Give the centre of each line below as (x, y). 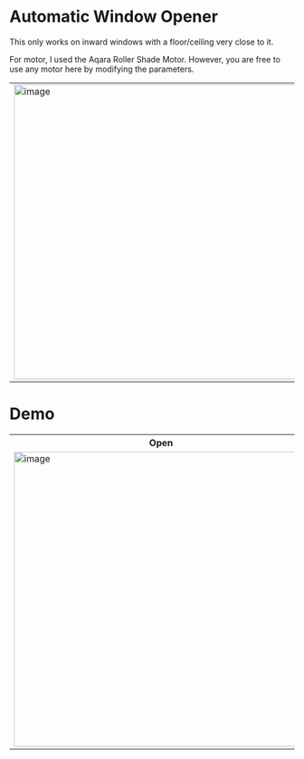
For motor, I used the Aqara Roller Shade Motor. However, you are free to (145, 59)
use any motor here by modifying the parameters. (102, 69)
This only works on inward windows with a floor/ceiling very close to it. (142, 42)
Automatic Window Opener (114, 17)
